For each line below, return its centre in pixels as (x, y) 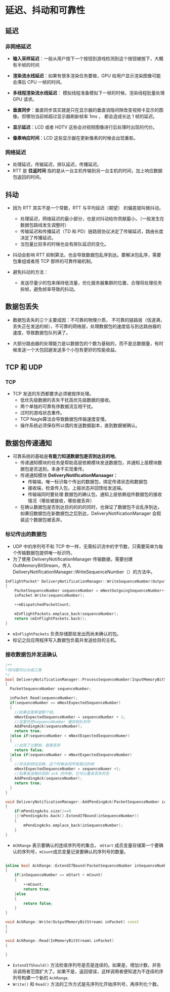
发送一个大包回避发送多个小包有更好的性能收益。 (68, 350)
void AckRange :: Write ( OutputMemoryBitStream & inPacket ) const (72, 922)
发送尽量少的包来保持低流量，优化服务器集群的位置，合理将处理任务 (91, 283)
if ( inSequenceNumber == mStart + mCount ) (58, 875)
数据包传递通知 (29, 443)
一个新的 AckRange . (50, 978)
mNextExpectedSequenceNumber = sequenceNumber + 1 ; (70, 717)
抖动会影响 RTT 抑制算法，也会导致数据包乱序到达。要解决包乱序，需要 (87, 255)
